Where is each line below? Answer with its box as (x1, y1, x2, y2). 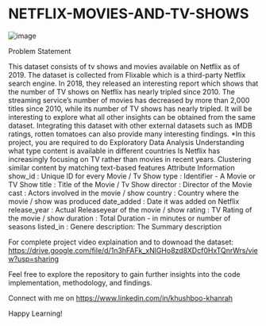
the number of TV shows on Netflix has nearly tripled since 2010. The (8, 86, 236, 96)
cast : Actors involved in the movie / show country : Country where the (8, 188, 240, 198)
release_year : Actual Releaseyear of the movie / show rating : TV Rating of (8, 205, 253, 214)
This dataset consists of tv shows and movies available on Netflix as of (8, 61, 241, 71)
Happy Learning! (8, 309, 64, 318)
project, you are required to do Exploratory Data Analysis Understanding (8, 137, 245, 147)
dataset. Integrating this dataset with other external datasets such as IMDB (8, 121, 253, 130)
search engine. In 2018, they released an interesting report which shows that (8, 79, 259, 88)
